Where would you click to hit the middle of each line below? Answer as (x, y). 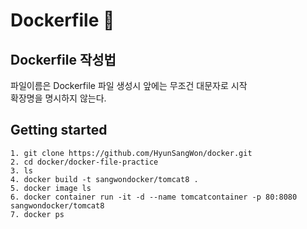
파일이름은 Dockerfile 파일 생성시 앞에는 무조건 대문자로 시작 (129, 85)
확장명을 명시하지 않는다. (58, 98)
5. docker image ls (51, 188)
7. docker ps (37, 214)
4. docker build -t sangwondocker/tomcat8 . (104, 179)
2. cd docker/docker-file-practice (84, 162)
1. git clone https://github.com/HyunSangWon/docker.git (131, 153)
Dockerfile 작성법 (63, 59)
